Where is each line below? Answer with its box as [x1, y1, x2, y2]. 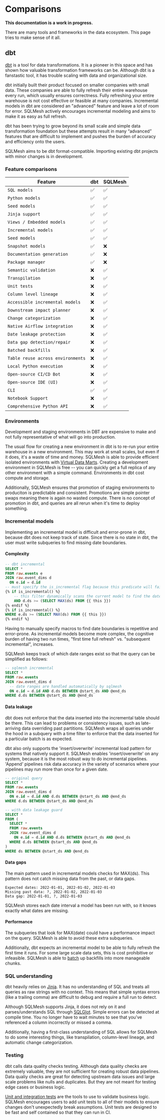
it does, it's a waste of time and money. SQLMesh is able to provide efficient [5, 454, 159, 460]
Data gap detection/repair [7, 339, 71, 345]
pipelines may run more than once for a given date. [5, 766, 109, 772]
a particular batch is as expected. [5, 736, 73, 742]
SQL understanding [5, 972, 53, 979]
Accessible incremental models [7, 300, 81, 305]
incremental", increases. [5, 642, 54, 647]
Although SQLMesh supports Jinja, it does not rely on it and [5, 1004, 126, 1010]
